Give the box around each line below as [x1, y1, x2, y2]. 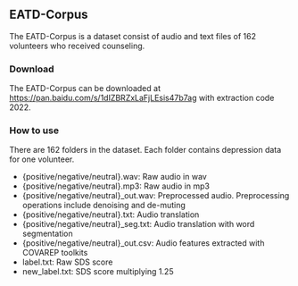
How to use [9, 124, 60, 137]
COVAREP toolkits [21, 248, 88, 258]
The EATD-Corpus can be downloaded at [9, 83, 161, 94]
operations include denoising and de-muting [21, 200, 186, 211]
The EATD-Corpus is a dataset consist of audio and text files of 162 [9, 30, 257, 41]
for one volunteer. [9, 154, 75, 164]
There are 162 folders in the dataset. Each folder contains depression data [9, 145, 282, 156]
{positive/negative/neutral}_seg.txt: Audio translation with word [21, 219, 255, 230]
